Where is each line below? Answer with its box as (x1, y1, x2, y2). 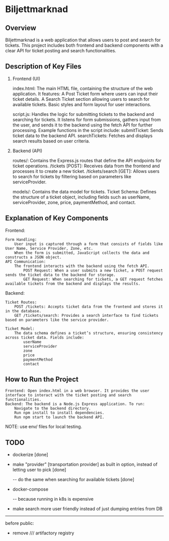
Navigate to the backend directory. (14, 406, 92, 411)
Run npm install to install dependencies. (14, 411, 105, 416)
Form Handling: (5, 237, 37, 242)
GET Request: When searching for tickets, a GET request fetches (23, 277, 163, 282)
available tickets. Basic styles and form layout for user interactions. (12, 101, 152, 107)
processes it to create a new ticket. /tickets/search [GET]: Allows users (12, 168, 160, 174)
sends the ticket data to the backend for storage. (5, 272, 116, 278)
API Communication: (5, 259, 46, 264)
